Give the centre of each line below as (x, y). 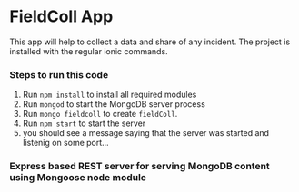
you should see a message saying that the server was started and (146, 133)
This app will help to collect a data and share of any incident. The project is (150, 42)
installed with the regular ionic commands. (89, 51)
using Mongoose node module (78, 178)
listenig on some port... (65, 143)
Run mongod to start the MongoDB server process (114, 104)
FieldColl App (61, 17)
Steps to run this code (59, 74)
